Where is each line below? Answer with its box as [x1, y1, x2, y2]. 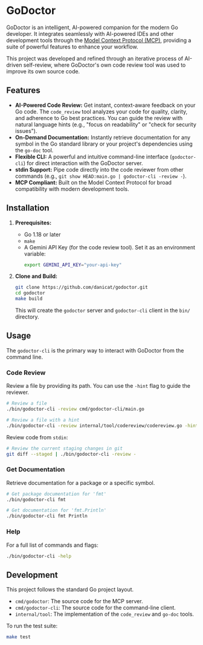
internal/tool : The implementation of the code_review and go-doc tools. [14, 610, 195, 618]
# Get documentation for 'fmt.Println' [6, 507, 107, 513]
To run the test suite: [6, 623, 58, 630]
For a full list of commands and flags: [6, 541, 98, 549]
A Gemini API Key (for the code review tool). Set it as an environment [24, 243, 195, 251]
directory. [14, 313, 39, 320]
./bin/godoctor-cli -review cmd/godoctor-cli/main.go [6, 406, 145, 413]
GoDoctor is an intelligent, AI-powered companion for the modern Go [6, 24, 178, 31]
